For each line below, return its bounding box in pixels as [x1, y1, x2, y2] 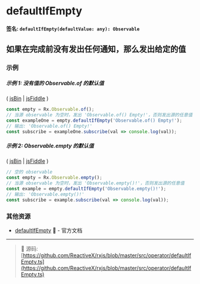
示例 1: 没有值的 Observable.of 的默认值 [6, 79, 104, 87]
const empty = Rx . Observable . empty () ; [6, 175, 102, 181]
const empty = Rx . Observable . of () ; [6, 106, 95, 113]
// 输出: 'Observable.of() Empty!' [6, 123, 93, 129]
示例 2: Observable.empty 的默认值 [6, 142, 94, 150]
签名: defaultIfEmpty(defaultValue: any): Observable [6, 25, 140, 32]
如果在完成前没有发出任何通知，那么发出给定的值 [6, 44, 186, 54]
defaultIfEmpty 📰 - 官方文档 [14, 227, 83, 234]
